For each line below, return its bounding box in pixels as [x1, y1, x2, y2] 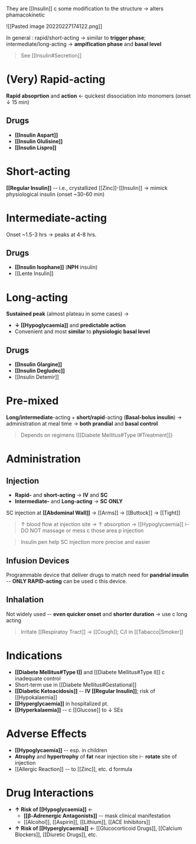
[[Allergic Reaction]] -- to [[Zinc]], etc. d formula [14, 765, 133, 772]
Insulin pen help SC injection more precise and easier [20, 539, 151, 546]
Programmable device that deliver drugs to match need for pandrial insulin [6, 571, 189, 578]
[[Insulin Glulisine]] [14, 137, 63, 144]
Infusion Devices [6, 556, 70, 566]
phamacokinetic [6, 11, 45, 18]
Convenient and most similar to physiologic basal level [14, 328, 151, 335]
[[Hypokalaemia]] [14, 694, 58, 701]
